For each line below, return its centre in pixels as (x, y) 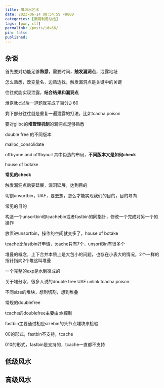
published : (16, 38)
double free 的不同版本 (28, 134)
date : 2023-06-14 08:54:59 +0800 (40, 14)
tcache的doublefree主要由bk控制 (39, 313)
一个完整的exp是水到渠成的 (33, 271)
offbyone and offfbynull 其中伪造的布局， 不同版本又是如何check (71, 154)
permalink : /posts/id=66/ (32, 28)
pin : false (16, 33)
